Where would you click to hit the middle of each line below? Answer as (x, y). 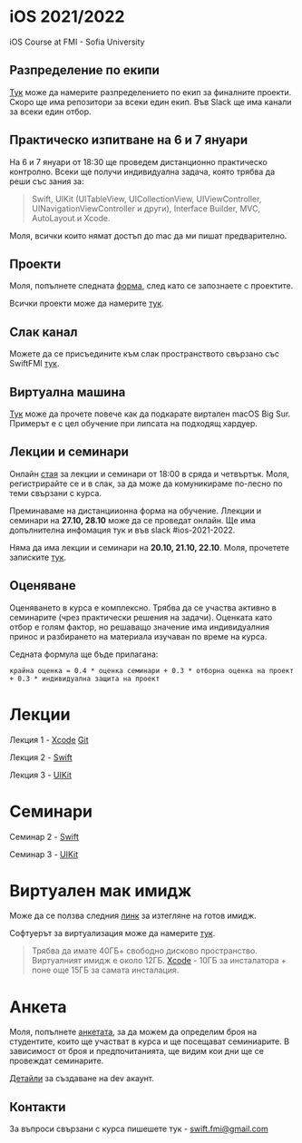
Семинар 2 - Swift (44, 836)
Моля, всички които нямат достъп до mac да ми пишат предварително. (148, 235)
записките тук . (38, 557)
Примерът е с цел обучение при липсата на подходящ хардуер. (134, 423)
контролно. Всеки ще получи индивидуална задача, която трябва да (142, 171)
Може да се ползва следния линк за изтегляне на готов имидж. (133, 916)
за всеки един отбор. (51, 112)
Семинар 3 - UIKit (44, 854)
